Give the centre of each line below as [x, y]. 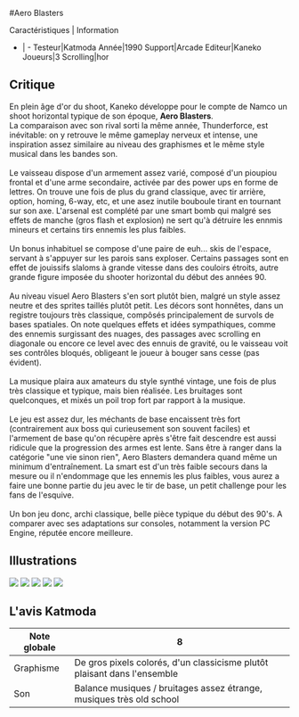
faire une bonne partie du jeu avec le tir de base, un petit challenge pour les [148, 485]
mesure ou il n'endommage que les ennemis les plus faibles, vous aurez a [145, 475]
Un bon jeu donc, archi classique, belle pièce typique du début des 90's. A [146, 514]
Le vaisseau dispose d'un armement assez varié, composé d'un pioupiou [143, 172]
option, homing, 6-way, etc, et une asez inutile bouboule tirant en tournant [145, 201]
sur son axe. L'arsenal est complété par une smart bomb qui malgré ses [140, 210]
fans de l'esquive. [42, 495]
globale [40, 647]
